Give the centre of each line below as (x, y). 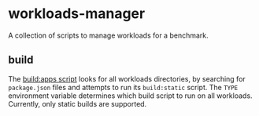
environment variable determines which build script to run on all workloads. (131, 96)
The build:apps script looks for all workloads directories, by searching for (127, 78)
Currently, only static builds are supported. (78, 103)
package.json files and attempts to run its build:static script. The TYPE (123, 87)
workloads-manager (77, 14)
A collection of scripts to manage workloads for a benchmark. (108, 35)
